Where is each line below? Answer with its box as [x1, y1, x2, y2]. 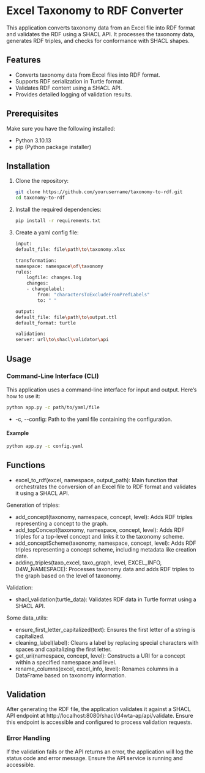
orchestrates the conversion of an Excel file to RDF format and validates [15, 483, 197, 490]
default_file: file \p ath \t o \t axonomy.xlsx [15, 246, 125, 252]
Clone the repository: [15, 177, 69, 185]
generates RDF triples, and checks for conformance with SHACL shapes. [6, 37, 190, 44]
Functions [6, 460, 46, 471]
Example [6, 429, 29, 437]
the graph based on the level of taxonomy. [15, 572, 122, 579]
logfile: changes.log [26, 274, 81, 281]
